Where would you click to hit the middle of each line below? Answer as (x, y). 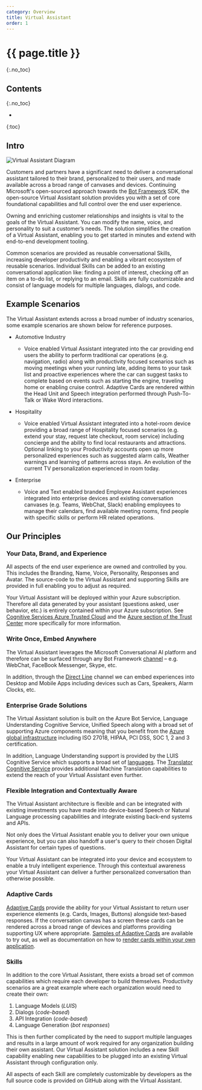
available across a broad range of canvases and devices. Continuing (91, 184)
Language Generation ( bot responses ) (62, 1025)
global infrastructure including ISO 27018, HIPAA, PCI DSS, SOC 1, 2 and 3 (98, 738)
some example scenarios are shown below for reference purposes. (90, 325)
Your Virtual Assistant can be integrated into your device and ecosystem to (99, 859)
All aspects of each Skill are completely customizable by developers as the (99, 1074)
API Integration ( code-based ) (51, 1018)
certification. (22, 744)
